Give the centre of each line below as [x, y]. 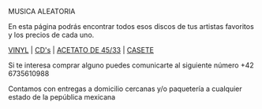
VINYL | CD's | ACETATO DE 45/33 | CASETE [81, 50]
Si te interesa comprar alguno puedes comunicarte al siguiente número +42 [131, 65]
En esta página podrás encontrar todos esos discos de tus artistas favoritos [131, 26]
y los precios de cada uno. [51, 35]
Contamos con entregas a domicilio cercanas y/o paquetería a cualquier [125, 89]
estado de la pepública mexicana [62, 97]
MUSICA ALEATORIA [42, 11]
